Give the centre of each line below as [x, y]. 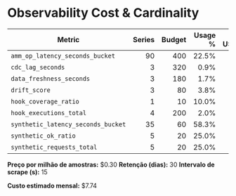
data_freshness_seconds [51, 78]
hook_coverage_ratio [45, 101]
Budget [174, 39]
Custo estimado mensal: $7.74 [52, 185]
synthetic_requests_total [54, 147]
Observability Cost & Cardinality [103, 13]
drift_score [31, 90]
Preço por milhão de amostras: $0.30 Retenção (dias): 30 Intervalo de [111, 164]
